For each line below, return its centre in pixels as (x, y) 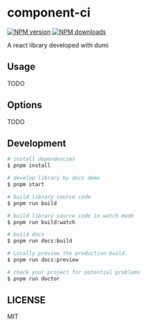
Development (37, 143)
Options (25, 105)
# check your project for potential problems (73, 272)
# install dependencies (41, 159)
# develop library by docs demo (53, 178)
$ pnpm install (29, 166)
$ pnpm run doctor (33, 278)
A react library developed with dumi (58, 45)
